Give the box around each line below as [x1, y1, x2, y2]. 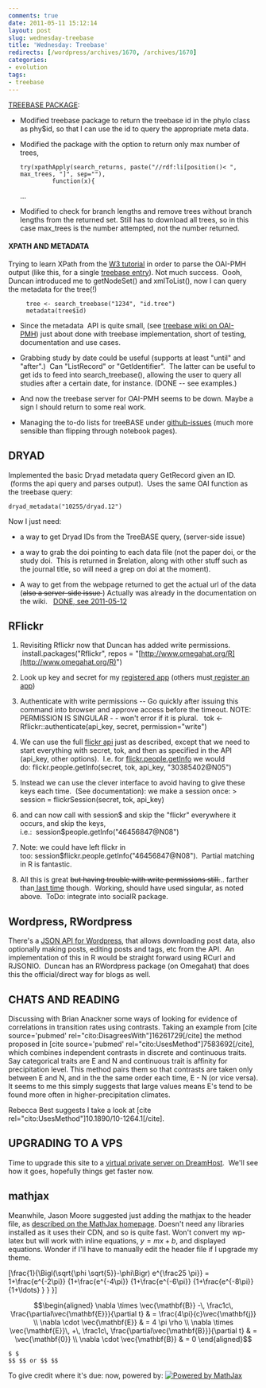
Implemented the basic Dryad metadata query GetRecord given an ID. [8, 470, 236, 479]
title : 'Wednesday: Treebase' [8, 41, 109, 49]
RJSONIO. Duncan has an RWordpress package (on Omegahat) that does [8, 961, 250, 971]
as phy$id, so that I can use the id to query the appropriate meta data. [19, 124, 249, 134]
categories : [8, 56, 48, 64]
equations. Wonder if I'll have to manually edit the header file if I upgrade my [8, 1244, 258, 1254]
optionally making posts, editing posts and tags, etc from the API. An [8, 944, 234, 954]
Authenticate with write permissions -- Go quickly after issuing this [19, 696, 239, 706]
